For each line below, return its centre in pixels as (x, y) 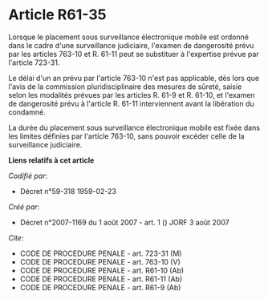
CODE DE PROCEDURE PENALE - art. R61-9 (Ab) (100, 287)
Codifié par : (28, 176)
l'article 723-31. (34, 63)
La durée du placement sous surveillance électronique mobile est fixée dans (134, 127)
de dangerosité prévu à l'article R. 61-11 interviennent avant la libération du (131, 103)
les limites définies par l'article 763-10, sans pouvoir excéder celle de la (126, 136)
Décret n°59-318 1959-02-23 (68, 191)
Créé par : (24, 207)
